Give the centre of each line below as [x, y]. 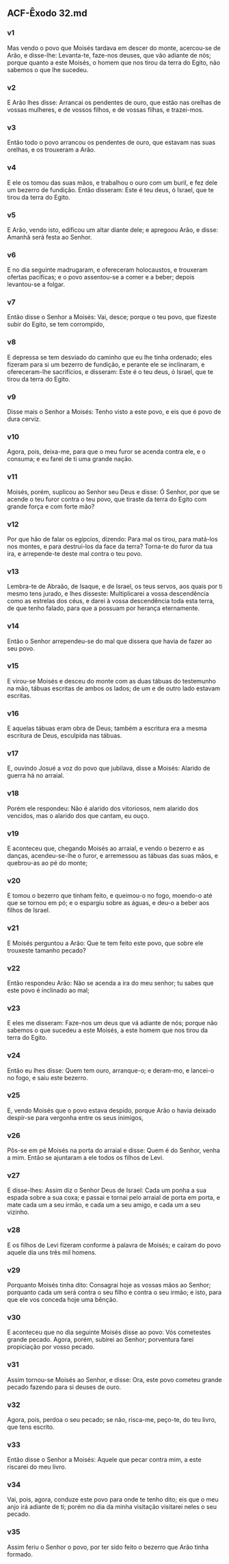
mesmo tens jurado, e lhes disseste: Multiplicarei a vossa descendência [108, 594]
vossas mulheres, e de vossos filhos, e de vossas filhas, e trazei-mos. [105, 109]
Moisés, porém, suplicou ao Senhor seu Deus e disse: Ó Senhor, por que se [113, 491]
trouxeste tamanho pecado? [47, 950]
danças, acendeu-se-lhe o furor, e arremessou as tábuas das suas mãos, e [113, 856]
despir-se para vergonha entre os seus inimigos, [75, 1117]
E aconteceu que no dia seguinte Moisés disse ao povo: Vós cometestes [109, 1332]
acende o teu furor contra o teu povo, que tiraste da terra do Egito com [107, 499]
